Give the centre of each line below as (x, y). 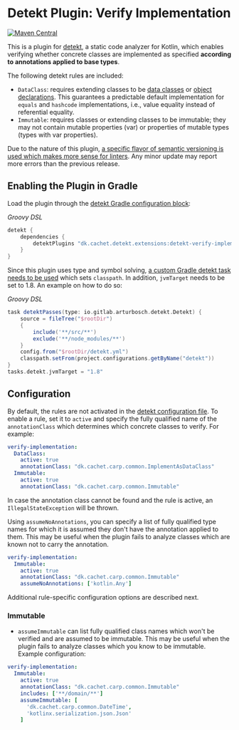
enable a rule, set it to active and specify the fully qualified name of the (112, 419)
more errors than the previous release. (64, 163)
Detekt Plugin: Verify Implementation (119, 13)
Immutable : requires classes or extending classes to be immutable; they (122, 120)
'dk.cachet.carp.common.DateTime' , (79, 706)
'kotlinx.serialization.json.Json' (79, 714)
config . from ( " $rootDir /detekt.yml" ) (75, 352)
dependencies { (43, 236)
